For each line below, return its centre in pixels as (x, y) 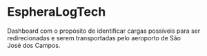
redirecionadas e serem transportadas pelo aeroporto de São (94, 38)
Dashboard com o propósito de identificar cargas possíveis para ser (104, 31)
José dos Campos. (34, 45)
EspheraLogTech (57, 12)
